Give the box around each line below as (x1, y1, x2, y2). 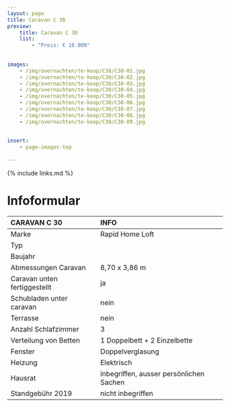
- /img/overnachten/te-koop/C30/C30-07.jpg (19, 106, 146, 112)
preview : (7, 23, 32, 29)
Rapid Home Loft (100, 229, 155, 238)
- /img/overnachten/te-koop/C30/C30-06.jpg (19, 99, 146, 106)
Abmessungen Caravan (10, 262, 86, 272)
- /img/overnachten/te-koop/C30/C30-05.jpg (19, 93, 146, 100)
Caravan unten (10, 273, 58, 283)
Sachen (100, 378, 125, 387)
